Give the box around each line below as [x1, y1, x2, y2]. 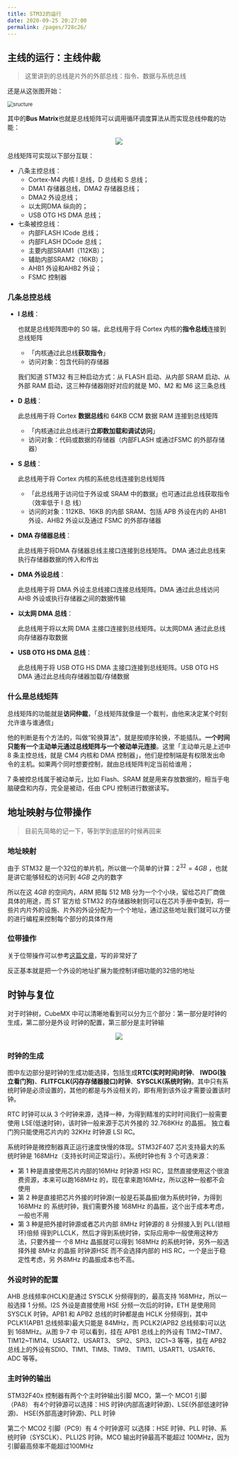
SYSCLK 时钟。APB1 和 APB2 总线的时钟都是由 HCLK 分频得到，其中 [7, 1310, 208, 1319]
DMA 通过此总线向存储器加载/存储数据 [17, 672, 130, 681]
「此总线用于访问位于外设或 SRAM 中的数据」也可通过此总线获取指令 [28, 490, 230, 498]
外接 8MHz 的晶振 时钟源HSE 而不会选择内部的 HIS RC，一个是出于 [23, 1246, 220, 1255]
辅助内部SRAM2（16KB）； [28, 255, 106, 264]
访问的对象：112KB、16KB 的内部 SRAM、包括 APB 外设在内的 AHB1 [28, 508, 227, 516]
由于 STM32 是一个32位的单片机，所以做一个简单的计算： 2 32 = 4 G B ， [7, 862, 215, 872]
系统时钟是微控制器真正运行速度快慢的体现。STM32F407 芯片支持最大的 [7, 1142, 220, 1151]
